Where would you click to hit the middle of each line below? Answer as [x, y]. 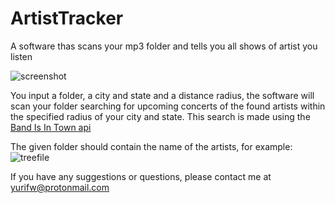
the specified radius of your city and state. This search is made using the [160, 116]
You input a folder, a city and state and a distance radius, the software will [162, 95]
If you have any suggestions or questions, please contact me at [141, 176]
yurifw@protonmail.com [60, 187]
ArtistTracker [67, 18]
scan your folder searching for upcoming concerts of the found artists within [168, 106]
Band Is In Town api [51, 127]
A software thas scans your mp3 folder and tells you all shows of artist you [164, 46]
